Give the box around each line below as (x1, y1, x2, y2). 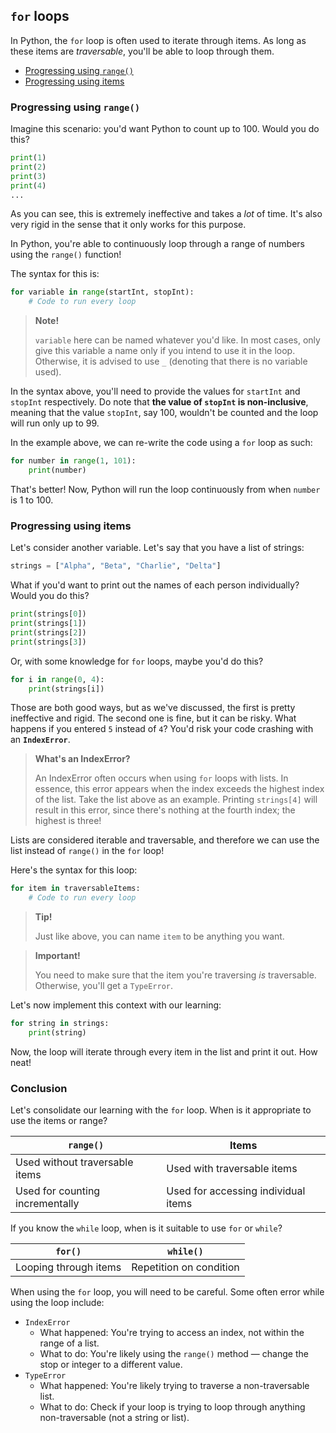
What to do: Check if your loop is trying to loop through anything (39, 1401, 306, 1413)
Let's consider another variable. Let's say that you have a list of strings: (10, 542, 305, 554)
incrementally (15, 1197, 80, 1211)
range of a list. (39, 1337, 100, 1349)
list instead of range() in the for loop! (10, 845, 165, 857)
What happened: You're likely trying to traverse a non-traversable (39, 1380, 310, 1392)
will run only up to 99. (10, 417, 100, 429)
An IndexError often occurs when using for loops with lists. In (34, 772, 289, 784)
